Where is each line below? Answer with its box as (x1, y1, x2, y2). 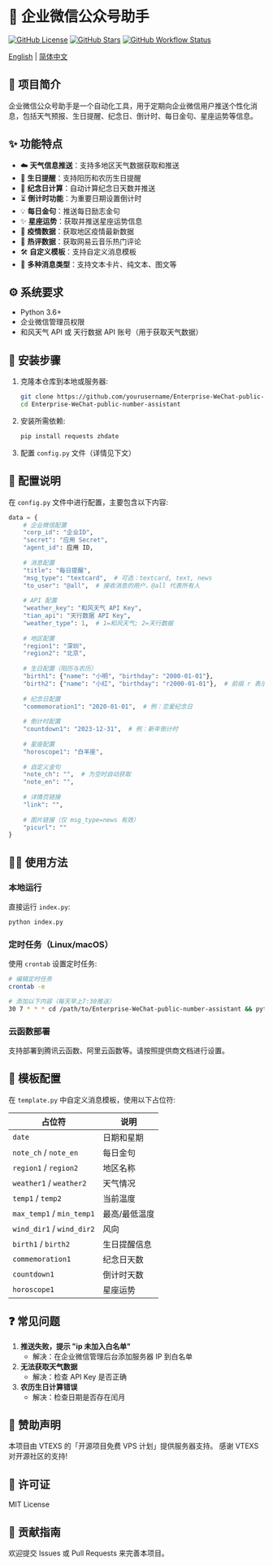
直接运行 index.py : (8, 902, 71, 911)
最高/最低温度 (102, 1208, 155, 1220)
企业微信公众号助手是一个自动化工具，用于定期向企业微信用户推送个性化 (8, 101, 250, 111)
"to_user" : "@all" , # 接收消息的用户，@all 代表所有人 (23, 581, 201, 589)
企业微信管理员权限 (19, 317, 85, 327)
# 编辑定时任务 (8, 975, 53, 984)
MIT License (8, 1499, 50, 1509)
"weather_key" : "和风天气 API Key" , (23, 604, 142, 612)
